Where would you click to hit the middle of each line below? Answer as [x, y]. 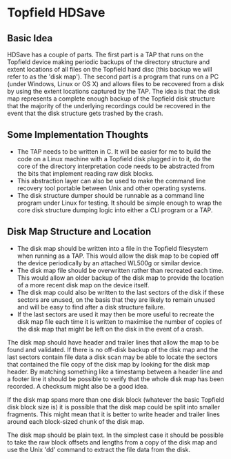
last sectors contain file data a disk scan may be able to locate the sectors [112, 357]
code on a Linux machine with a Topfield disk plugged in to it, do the [114, 159]
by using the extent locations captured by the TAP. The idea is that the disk [114, 91]
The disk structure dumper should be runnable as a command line [111, 195]
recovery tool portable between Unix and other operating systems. [112, 188]
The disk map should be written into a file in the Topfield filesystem [112, 248]
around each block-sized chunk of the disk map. [76, 421]
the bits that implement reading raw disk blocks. [85, 173]
